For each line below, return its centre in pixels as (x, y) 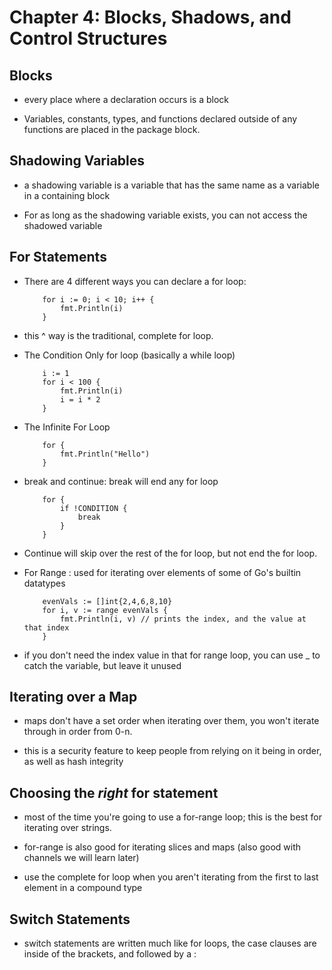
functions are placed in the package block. (112, 129)
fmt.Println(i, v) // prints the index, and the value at (183, 619)
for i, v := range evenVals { (105, 610)
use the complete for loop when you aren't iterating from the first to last (171, 877)
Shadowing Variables (77, 161)
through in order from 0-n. (78, 732)
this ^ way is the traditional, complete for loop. (118, 335)
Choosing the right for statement (114, 792)
